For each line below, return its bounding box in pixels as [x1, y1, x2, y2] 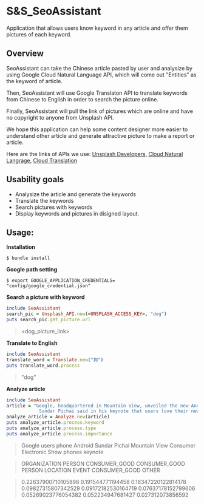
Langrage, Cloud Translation [6, 157, 78, 164]
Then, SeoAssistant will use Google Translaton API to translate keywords [6, 89, 188, 97]
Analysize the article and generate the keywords [15, 190, 137, 198]
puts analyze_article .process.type [6, 425, 97, 431]
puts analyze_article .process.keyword [6, 420, 104, 426]
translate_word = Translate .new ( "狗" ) [6, 356, 104, 363]
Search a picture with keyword [6, 293, 85, 301]
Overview [6, 49, 44, 59]
